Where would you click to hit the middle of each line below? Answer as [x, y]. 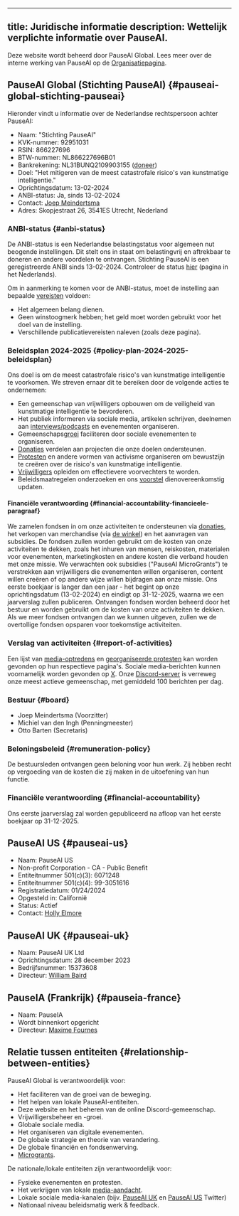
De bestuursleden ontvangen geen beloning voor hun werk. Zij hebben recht [119, 764]
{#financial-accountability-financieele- [150, 503]
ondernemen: [27, 390]
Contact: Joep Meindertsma [59, 203]
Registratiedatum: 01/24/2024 [62, 890]
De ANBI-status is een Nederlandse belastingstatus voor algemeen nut [111, 244]
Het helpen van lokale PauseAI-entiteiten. [78, 1102]
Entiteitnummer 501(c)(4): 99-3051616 [73, 883]
